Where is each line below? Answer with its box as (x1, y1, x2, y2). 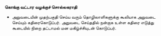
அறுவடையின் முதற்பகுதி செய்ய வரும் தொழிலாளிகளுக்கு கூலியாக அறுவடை (11, 14, 156, 20)
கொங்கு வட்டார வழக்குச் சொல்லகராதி (4, 4, 77, 10)
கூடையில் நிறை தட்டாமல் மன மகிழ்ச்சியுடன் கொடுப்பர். (11, 25, 116, 31)
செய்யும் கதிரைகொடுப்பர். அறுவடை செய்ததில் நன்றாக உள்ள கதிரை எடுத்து (11, 20, 154, 25)
